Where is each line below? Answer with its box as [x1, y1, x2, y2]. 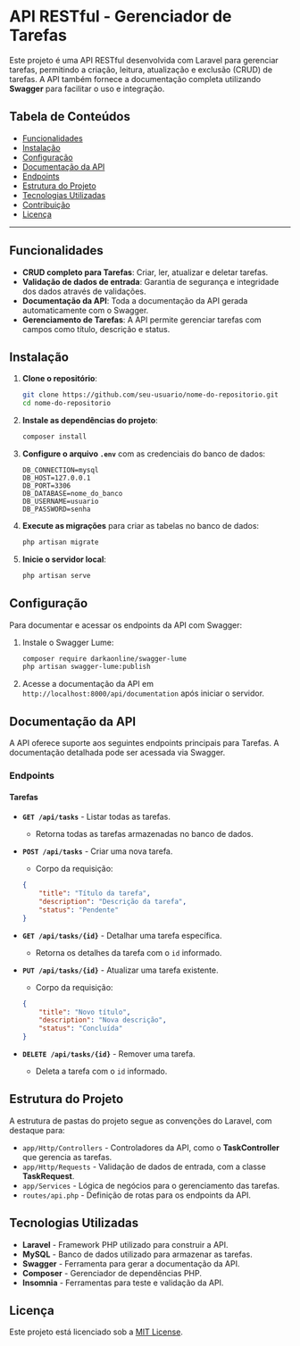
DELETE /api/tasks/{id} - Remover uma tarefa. [21, 1049, 196, 1059]
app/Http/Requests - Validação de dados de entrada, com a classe [21, 1161, 266, 1172]
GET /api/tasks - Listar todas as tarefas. [21, 811, 171, 823]
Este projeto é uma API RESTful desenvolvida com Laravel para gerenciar [9, 54, 279, 65]
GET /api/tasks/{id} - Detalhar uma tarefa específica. [21, 930, 222, 941]
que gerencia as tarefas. [21, 1151, 112, 1162]
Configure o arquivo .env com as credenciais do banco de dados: [21, 448, 266, 459]
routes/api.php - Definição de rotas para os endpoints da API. [21, 1190, 252, 1200]
